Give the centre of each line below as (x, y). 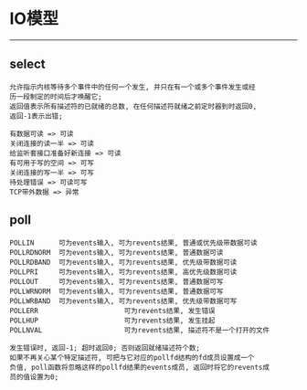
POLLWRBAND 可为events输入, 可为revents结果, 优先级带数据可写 (123, 301)
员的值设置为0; (34, 377)
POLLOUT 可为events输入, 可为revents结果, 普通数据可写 (116, 281)
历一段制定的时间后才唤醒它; (56, 97)
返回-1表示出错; (36, 116)
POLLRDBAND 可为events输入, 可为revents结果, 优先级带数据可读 (123, 262)
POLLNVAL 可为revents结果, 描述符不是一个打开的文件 (140, 330)
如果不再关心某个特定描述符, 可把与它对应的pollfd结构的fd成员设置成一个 (132, 357)
